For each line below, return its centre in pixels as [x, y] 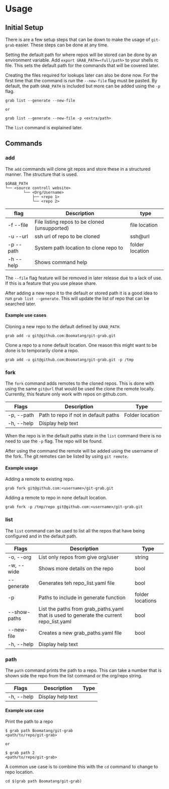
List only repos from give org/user [79, 557]
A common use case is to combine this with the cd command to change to [82, 767]
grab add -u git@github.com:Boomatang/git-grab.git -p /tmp [70, 360]
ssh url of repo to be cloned [67, 236]
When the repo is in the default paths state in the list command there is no [83, 436]
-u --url [18, 236]
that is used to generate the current [80, 615]
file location [144, 225]
